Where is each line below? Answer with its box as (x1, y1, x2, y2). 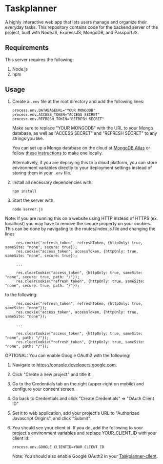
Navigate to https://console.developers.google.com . (12, 362, 117, 368)
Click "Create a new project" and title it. (12, 371, 92, 377)
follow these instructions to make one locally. (12, 150, 103, 156)
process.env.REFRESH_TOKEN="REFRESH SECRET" (12, 116, 104, 121)
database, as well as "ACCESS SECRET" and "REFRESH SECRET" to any (12, 130, 157, 136)
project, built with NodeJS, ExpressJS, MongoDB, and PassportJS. (5, 29, 139, 35)
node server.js (12, 207, 43, 211)
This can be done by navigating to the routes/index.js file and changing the (5, 226, 156, 232)
